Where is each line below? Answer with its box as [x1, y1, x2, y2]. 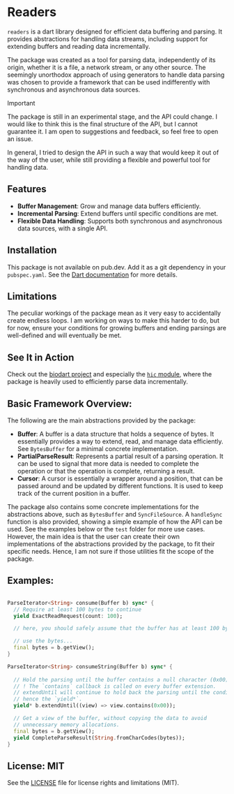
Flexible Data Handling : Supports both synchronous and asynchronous [17, 216, 223, 225]
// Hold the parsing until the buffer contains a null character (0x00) [13, 676, 229, 683]
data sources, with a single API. [17, 224, 108, 233]
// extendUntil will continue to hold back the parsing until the [13, 689, 210, 696]
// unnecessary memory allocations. [13, 721, 120, 728]
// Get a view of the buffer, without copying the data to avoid [13, 715, 208, 722]
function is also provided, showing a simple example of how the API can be [7, 517, 223, 526]
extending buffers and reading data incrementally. [7, 42, 151, 50]
